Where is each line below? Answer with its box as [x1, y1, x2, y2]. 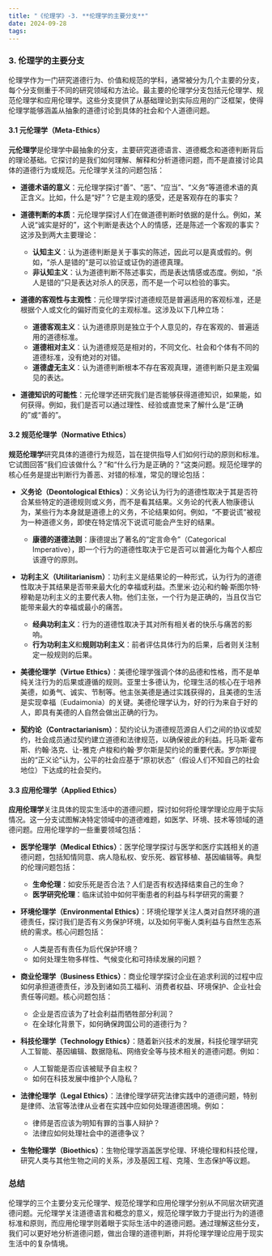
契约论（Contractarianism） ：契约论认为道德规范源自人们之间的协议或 [19, 725, 255, 735]
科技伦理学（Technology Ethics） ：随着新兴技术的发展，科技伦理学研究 [19, 1037, 258, 1046]
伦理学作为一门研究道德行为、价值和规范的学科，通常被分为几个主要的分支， [8, 74, 264, 85]
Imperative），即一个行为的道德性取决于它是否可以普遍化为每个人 [32, 545, 249, 554]
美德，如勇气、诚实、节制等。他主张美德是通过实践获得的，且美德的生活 [19, 687, 261, 697]
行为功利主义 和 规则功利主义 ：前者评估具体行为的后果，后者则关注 [32, 640, 253, 650]
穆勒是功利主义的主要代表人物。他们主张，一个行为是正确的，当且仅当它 [19, 592, 261, 602]
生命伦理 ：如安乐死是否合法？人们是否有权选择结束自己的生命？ [32, 880, 245, 889]
